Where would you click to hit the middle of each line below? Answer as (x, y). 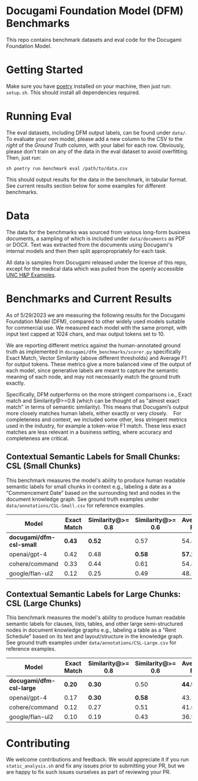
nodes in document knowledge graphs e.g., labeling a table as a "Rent (91, 630)
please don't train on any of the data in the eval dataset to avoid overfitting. (97, 151)
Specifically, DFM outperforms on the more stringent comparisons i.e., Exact (99, 394)
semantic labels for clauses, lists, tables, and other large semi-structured (95, 624)
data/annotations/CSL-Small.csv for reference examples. (75, 505)
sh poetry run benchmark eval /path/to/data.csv (67, 168)
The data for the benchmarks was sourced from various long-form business (98, 232)
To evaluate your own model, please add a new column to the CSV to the (94, 139)
